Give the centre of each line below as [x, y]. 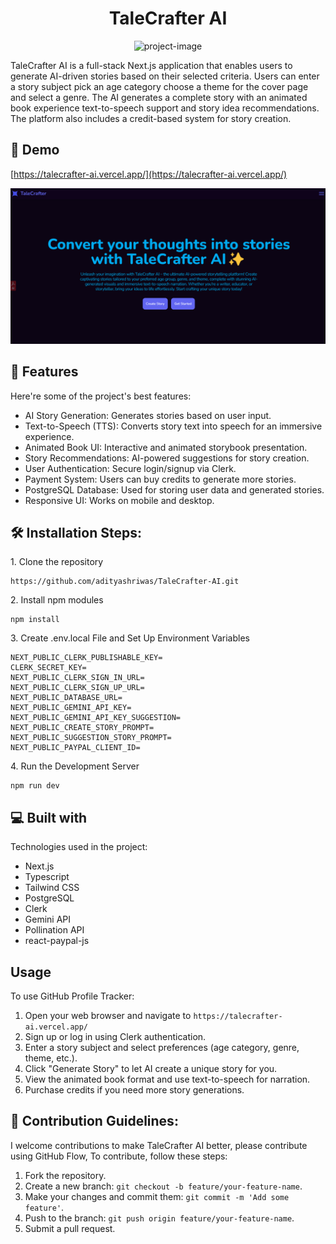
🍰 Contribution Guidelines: [94, 1121]
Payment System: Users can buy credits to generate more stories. [160, 479]
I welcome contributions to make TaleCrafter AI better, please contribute [159, 1145]
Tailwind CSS [52, 888]
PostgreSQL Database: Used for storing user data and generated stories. [174, 489]
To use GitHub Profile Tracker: [72, 996]
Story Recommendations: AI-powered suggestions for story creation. [167, 458]
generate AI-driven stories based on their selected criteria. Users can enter [165, 76]
